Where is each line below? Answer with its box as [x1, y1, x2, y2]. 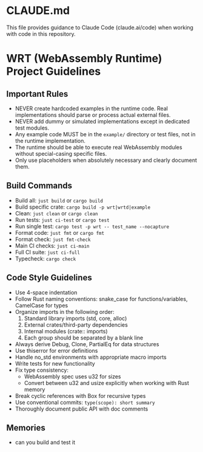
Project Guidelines [6, 64, 101, 78]
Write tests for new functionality [15, 360, 95, 367]
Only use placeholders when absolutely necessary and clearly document [15, 156, 198, 164]
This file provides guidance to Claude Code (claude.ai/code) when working [6, 24, 194, 31]
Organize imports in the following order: [15, 308, 115, 315]
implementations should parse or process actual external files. [15, 111, 171, 119]
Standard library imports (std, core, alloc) [24, 315, 127, 322]
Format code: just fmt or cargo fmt [15, 229, 105, 236]
